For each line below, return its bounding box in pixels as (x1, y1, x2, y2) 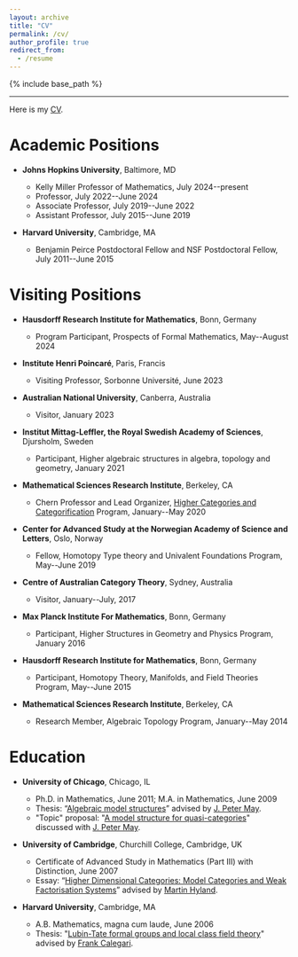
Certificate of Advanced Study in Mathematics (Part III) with (35, 856, 254, 867)
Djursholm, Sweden (21, 435, 94, 446)
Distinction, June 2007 (35, 866, 118, 876)
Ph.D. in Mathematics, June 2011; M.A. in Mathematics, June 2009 (35, 793, 278, 804)
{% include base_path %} (9, 79, 103, 89)
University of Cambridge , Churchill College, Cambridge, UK (21, 839, 242, 850)
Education (9, 747, 86, 767)
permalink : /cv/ (9, 29, 69, 38)
